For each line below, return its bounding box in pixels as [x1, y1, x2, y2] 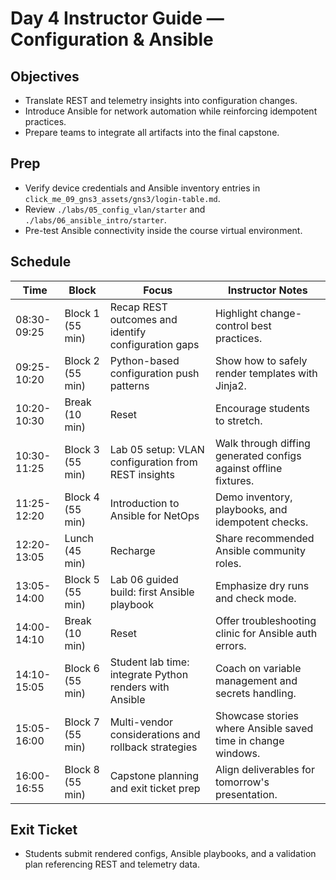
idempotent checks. [214, 515, 309, 529]
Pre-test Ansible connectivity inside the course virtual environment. [24, 224, 303, 236]
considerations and [109, 727, 201, 741]
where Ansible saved [214, 721, 314, 735]
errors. [214, 638, 247, 652]
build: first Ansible [109, 585, 195, 599]
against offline [214, 461, 283, 475]
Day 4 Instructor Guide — [10, 7, 225, 30]
